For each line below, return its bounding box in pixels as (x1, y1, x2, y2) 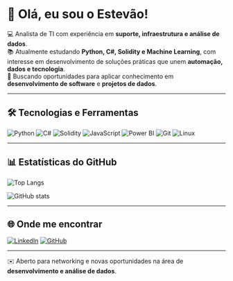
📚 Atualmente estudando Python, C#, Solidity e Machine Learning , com (7, 47, 216, 56)
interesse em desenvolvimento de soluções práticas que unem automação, (7, 57, 223, 65)
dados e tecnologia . (7, 65, 66, 73)
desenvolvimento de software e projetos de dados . (7, 79, 157, 87)
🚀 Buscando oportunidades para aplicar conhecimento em (7, 72, 174, 80)
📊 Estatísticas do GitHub (7, 156, 117, 169)
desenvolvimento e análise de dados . (7, 267, 116, 275)
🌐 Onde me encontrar (7, 218, 103, 230)
